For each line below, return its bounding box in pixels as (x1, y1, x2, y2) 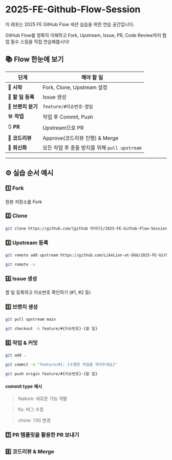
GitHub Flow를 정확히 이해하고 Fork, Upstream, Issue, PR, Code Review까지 (5, 32, 161, 38)
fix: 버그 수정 (17, 407, 44, 413)
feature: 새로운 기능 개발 (17, 395, 68, 401)
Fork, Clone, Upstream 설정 (42, 84, 107, 91)
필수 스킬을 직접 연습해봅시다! (10, 39, 70, 45)
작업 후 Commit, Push (42, 113, 94, 121)
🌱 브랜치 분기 (8, 103, 38, 110)
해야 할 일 (81, 73, 103, 81)
